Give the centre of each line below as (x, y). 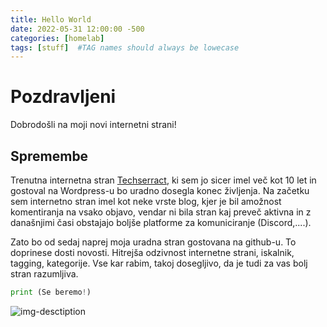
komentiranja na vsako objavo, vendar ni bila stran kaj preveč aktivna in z (161, 212)
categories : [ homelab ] (57, 38)
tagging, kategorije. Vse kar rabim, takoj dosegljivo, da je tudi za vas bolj (159, 263)
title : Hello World (51, 19)
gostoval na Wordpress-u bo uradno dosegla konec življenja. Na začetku (160, 190)
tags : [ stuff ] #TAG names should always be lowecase (125, 47)
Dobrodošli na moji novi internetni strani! (93, 125)
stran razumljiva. (44, 274)
